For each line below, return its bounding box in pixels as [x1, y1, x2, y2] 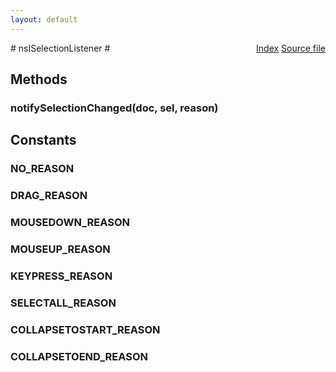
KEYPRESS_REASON [10, 269, 113, 283]
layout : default [10, 14, 78, 25]
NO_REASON [10, 162, 75, 176]
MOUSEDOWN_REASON [10, 216, 131, 230]
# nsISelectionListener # [10, 42, 111, 54]
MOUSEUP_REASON [10, 242, 111, 256]
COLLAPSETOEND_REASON [10, 349, 149, 363]
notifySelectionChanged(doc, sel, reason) [10, 101, 219, 115]
